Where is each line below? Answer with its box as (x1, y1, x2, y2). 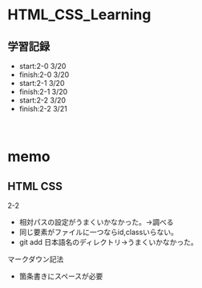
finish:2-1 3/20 (18, 87, 68, 96)
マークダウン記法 (7, 254, 64, 264)
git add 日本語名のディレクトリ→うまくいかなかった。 (18, 237, 198, 246)
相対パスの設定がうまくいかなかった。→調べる (18, 217, 174, 226)
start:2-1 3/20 (18, 79, 65, 87)
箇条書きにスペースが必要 (18, 271, 103, 281)
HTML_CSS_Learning (7, 6, 151, 24)
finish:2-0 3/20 (18, 70, 70, 79)
